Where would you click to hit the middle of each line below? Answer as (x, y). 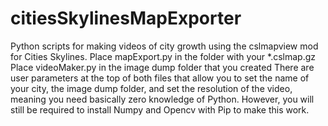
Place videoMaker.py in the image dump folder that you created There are (162, 67)
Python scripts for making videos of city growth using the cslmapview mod (164, 46)
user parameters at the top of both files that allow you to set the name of (160, 78)
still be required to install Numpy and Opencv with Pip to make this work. (160, 109)
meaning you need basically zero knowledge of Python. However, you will (162, 99)
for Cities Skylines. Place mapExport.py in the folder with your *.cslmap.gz (163, 56)
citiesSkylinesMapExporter (126, 18)
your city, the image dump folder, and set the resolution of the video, (151, 88)
